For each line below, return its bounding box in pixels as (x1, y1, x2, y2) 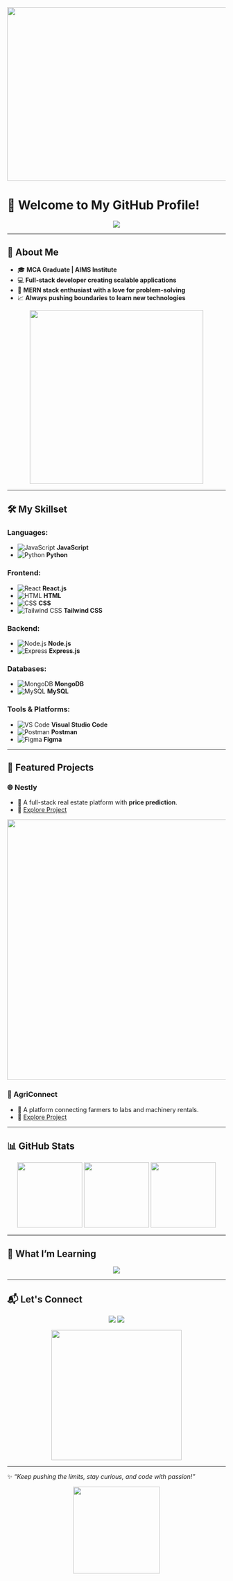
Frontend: (7, 568, 42, 578)
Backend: (7, 623, 40, 633)
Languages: (7, 528, 49, 538)
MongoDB (54, 680, 85, 688)
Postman (51, 727, 78, 736)
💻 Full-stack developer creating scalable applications (17, 276, 177, 284)
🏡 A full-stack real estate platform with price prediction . (17, 798, 178, 806)
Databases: (7, 663, 47, 673)
